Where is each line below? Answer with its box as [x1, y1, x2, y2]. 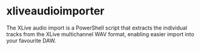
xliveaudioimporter [6, 4, 105, 18]
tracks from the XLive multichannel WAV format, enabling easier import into [6, 30, 195, 37]
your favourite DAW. [6, 37, 56, 44]
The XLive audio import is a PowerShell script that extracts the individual [6, 24, 188, 31]
